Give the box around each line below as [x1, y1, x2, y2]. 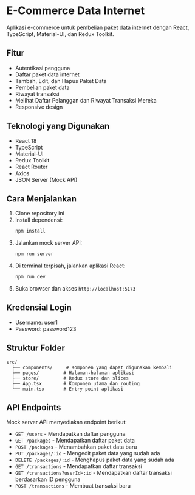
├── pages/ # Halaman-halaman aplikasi [12, 370, 135, 376]
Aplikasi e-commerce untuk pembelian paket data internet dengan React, [6, 24, 190, 31]
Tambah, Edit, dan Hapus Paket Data [15, 77, 108, 84]
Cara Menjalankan [6, 193, 77, 204]
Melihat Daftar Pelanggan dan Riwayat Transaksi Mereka [15, 96, 157, 104]
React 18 [15, 137, 37, 144]
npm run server [15, 251, 54, 257]
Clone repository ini [15, 210, 65, 217]
